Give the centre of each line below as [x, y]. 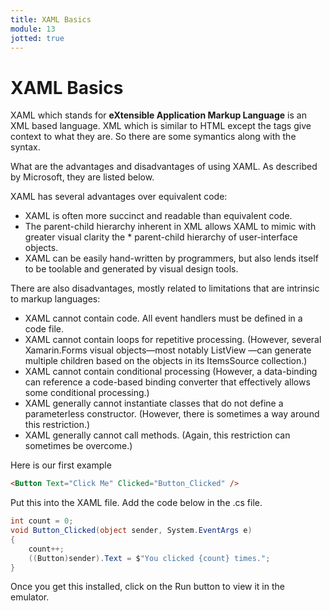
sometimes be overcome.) [78, 446]
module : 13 [33, 29]
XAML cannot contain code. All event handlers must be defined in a [163, 318]
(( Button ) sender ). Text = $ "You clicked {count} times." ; [149, 558]
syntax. [25, 147]
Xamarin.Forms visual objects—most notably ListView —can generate [168, 350]
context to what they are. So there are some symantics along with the [153, 137]
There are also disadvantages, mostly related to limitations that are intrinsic [165, 288]
